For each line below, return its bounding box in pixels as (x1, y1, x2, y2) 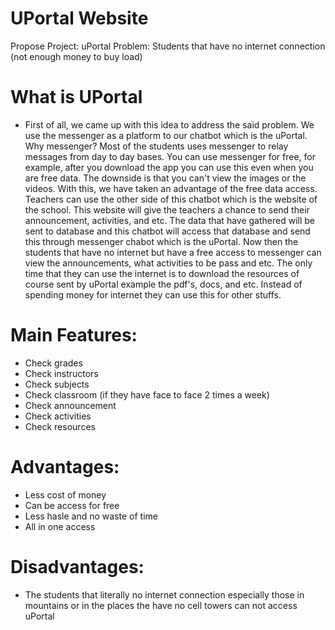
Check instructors (24, 367, 99, 379)
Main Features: (10, 324, 138, 347)
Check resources (24, 420, 96, 432)
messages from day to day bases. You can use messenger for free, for (24, 150, 317, 162)
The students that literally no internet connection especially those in (24, 588, 305, 601)
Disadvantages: (10, 555, 145, 578)
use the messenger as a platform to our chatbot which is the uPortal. (24, 129, 308, 141)
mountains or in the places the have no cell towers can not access (24, 599, 298, 611)
